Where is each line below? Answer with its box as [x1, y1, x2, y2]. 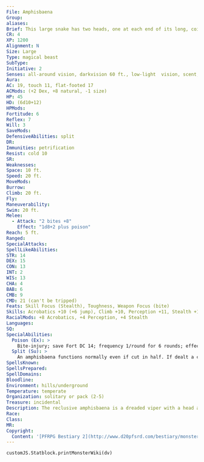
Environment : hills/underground [6, 382, 88, 388]
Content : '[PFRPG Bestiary [12, 433, 80, 439]
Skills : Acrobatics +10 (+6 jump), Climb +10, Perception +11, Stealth [6, 309, 191, 315]
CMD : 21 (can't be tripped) [6, 298, 78, 304]
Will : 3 [6, 122, 26, 128]
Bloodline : [6, 377, 34, 383]
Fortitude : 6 [6, 111, 39, 117]
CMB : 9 [6, 292, 23, 298]
